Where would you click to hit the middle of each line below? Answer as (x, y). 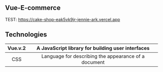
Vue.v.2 (16, 48)
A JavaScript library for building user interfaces (93, 48)
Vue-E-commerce (33, 8)
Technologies (26, 35)
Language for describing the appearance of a (93, 56)
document (93, 62)
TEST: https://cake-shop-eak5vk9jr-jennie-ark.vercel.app (63, 19)
